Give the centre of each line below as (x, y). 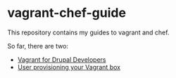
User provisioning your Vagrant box (69, 67)
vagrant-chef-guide (67, 13)
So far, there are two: (38, 46)
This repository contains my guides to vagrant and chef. (88, 32)
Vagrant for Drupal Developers (62, 59)
